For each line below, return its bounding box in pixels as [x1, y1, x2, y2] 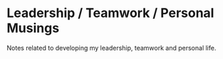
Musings [6, 20, 60, 36]
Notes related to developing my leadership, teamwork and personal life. [6, 43, 217, 52]
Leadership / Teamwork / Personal [6, 5, 214, 21]
